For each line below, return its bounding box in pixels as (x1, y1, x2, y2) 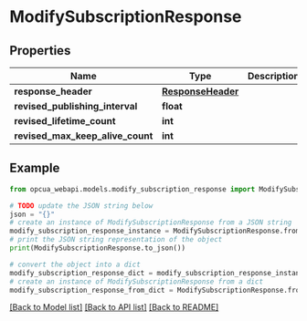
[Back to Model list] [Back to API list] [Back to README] (9, 302, 219, 313)
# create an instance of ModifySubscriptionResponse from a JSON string (9, 218, 292, 227)
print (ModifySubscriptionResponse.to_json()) (9, 243, 185, 253)
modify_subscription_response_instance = (9, 226, 170, 236)
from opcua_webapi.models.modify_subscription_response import (9, 184, 256, 193)
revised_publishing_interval (14, 100, 138, 112)
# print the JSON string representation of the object (9, 235, 223, 244)
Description (247, 70, 300, 82)
